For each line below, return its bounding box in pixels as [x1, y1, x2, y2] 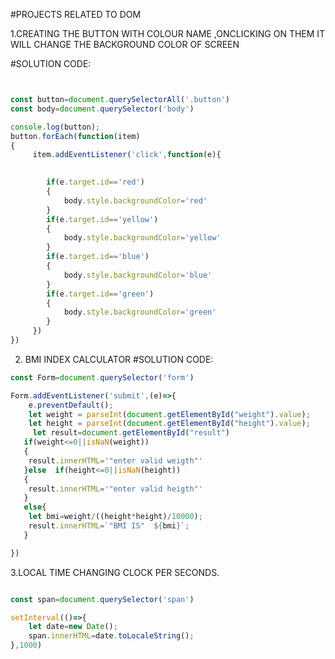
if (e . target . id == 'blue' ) [46, 252, 150, 262]
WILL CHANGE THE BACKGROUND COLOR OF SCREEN [10, 39, 240, 50]
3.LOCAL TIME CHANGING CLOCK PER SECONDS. [10, 566, 220, 578]
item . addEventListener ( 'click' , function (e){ [32, 150, 222, 160]
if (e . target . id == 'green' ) [46, 289, 155, 299]
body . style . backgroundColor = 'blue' [63, 270, 213, 280]
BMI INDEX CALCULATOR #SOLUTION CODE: [24, 353, 214, 365]
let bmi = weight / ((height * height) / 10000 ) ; [28, 512, 203, 522]
